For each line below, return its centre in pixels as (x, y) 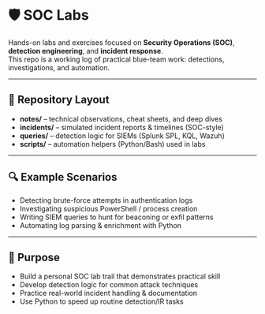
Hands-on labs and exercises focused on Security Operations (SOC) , (121, 42)
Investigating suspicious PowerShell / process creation (108, 208)
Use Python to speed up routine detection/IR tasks (101, 301)
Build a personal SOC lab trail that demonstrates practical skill (120, 276)
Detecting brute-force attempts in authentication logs (106, 200)
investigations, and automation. (59, 67)
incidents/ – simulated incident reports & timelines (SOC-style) (122, 127)
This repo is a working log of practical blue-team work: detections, (116, 59)
